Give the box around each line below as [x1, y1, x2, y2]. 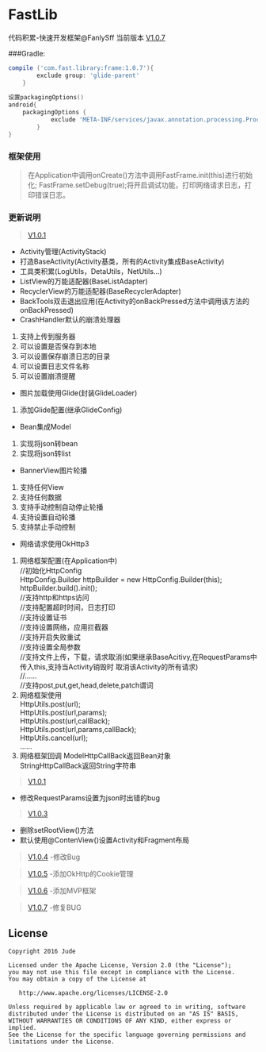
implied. [8, 1024, 37, 1032]
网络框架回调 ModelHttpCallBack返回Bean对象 [19, 751, 172, 761]
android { [8, 101, 37, 109]
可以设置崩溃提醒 [19, 372, 76, 381]
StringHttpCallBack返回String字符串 [19, 761, 137, 771]
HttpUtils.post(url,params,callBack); [19, 725, 137, 734]
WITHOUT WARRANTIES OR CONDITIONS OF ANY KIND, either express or [8, 1017, 232, 1025]
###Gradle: [8, 48, 46, 58]
